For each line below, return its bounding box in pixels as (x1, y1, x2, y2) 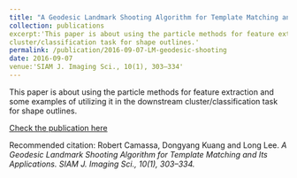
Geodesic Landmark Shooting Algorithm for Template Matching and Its (9, 149, 268, 159)
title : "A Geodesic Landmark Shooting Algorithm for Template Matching (9, 12, 278, 22)
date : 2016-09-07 (9, 54, 73, 63)
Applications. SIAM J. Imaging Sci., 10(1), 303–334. (9, 159, 195, 169)
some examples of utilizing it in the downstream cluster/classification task (9, 96, 278, 106)
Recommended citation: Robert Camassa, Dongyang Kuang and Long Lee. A (9, 139, 287, 151)
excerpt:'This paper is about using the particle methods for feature (9, 29, 275, 38)
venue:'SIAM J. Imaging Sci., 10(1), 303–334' (9, 63, 184, 72)
